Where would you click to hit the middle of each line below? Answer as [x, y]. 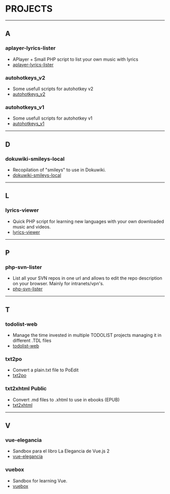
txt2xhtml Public [26, 389]
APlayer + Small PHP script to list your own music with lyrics [75, 59]
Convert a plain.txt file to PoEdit [46, 370]
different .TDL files [32, 340]
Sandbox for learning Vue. [40, 481]
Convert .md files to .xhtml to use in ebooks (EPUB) [66, 400]
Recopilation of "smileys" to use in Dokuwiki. [59, 170]
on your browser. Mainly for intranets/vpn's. [58, 284]
